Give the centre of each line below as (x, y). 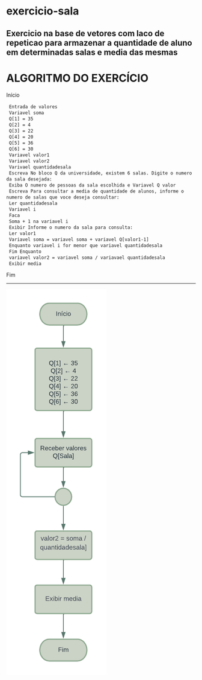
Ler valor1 (22, 234)
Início (13, 95)
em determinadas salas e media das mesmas (92, 52)
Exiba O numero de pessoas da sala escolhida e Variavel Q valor (92, 185)
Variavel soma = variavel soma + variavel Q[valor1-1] (79, 240)
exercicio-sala (43, 11)
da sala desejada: (29, 179)
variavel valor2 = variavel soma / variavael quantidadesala (87, 258)
